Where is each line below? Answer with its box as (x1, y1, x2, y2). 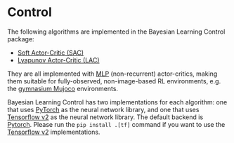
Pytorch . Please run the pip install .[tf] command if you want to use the (7, 120, 226, 128)
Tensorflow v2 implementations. (7, 128, 100, 136)
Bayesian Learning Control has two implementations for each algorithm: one (7, 97, 228, 106)
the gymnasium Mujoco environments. (7, 84, 118, 93)
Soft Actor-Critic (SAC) (17, 48, 84, 57)
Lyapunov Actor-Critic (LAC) (17, 55, 100, 64)
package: (7, 34, 34, 43)
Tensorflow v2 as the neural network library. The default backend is (7, 113, 204, 121)
